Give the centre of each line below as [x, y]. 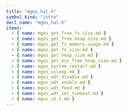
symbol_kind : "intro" [33, 17]
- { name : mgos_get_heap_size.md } [55, 55]
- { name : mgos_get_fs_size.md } [52, 50]
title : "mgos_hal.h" [31, 11]
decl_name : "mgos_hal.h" [36, 22]
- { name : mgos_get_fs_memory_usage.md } [63, 45]
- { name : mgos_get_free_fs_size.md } [59, 33]
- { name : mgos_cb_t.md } [43, 99]
